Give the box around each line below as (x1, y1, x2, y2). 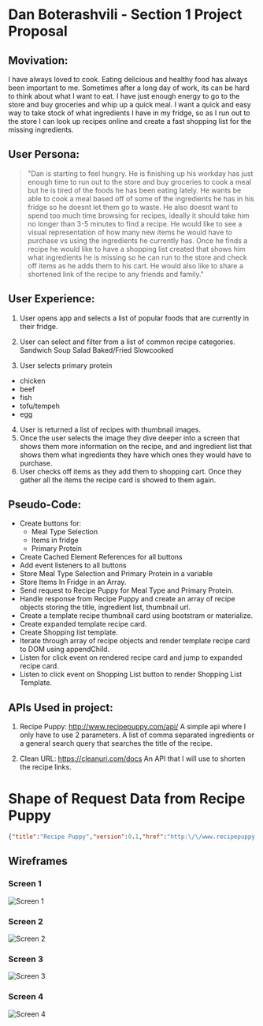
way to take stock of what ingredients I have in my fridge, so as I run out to (8, 108, 250, 118)
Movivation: (8, 54, 69, 67)
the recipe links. (19, 762, 72, 772)
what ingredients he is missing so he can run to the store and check (27, 253, 248, 262)
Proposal (8, 22, 69, 40)
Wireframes (8, 855, 69, 868)
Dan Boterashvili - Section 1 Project (8, 6, 243, 24)
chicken (19, 376, 46, 385)
